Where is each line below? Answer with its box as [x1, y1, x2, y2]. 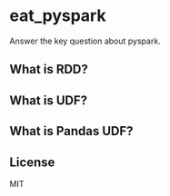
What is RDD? [9, 62, 89, 77]
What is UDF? [9, 93, 88, 108]
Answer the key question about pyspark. [9, 35, 161, 46]
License [9, 154, 55, 170]
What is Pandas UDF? [9, 123, 134, 139]
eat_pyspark [9, 5, 106, 26]
